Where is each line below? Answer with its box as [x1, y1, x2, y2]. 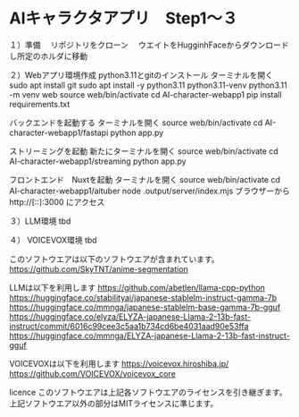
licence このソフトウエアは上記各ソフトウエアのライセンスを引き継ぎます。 [9, 387, 287, 397]
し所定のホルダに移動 [9, 50, 87, 61]
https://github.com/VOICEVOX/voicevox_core [9, 368, 176, 379]
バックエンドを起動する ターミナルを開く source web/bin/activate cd [9, 117, 263, 128]
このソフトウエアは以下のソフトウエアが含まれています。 [9, 253, 220, 264]
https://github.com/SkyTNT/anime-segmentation [9, 263, 189, 274]
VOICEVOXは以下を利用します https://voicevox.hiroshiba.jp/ [9, 358, 229, 369]
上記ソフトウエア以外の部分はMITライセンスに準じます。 [9, 397, 219, 408]
